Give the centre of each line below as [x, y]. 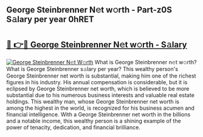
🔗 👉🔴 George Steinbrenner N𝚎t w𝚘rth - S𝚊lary [97, 45]
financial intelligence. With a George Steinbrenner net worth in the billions [98, 114]
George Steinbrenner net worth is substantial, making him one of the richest [101, 76]
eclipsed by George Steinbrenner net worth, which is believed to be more [98, 89]
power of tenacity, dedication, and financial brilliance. [74, 127]
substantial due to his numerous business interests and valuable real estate [100, 95]
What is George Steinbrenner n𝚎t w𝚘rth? [146, 62]
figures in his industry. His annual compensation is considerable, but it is [97, 82]
